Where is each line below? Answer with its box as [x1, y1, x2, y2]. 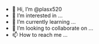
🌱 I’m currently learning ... [11, 18, 76, 25]
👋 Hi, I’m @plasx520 [11, 6, 62, 12]
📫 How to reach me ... [11, 32, 68, 38]
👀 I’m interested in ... [11, 12, 63, 19]
